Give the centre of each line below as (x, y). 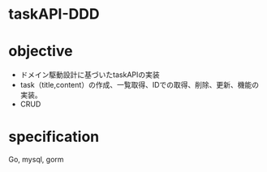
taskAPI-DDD (54, 14)
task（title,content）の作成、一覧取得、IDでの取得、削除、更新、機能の (140, 85)
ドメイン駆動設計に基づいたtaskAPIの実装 (90, 75)
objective (41, 52)
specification (54, 137)
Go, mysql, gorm (36, 160)
